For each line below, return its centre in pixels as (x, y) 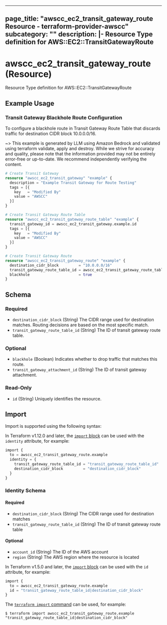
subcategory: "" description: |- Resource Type (79, 35)
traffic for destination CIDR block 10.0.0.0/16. (51, 134)
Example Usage (30, 103)
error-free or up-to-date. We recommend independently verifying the (76, 159)
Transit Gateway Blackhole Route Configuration (64, 117)
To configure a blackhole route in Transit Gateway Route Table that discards (83, 128)
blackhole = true (51, 274)
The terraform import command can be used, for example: (66, 605)
